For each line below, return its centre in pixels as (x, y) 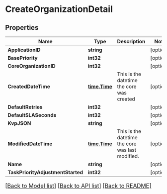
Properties (22, 28)
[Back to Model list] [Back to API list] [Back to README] (78, 186)
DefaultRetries (25, 107)
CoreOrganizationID (32, 66)
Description (131, 42)
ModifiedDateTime (30, 144)
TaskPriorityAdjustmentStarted (45, 172)
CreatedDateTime (29, 87)
